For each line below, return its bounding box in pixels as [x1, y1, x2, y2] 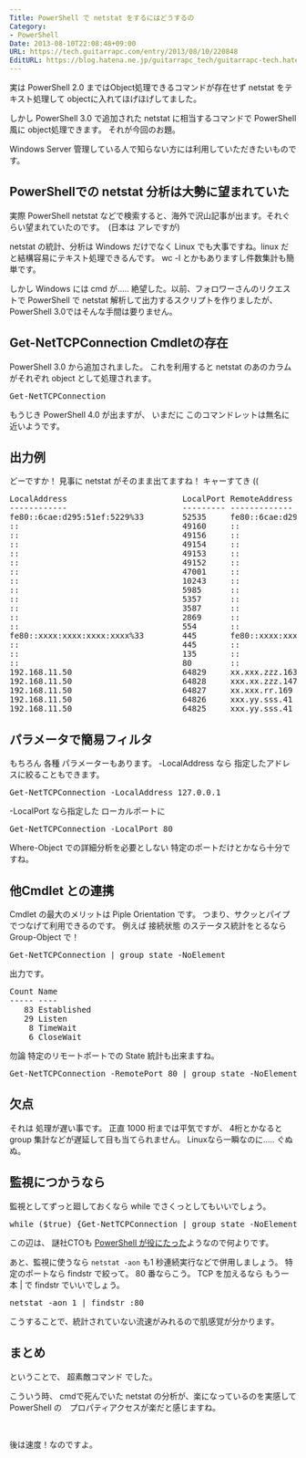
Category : [9, 22, 47, 31]
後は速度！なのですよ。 [9, 1439, 97, 1450]
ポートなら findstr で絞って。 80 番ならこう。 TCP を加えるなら [25, 1267, 264, 1278]
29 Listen [24, 1014, 68, 1025]
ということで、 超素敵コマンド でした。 [9, 1370, 158, 1382]
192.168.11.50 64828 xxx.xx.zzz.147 [9, 676, 298, 687]
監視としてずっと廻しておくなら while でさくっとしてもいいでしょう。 [9, 1201, 271, 1212]
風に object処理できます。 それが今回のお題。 [9, 124, 180, 135]
